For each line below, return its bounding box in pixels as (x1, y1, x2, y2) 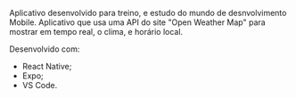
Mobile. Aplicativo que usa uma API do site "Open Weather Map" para (9, 17, 266, 28)
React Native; (21, 61, 72, 71)
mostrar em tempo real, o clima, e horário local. (9, 27, 184, 37)
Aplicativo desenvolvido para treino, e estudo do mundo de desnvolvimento (9, 8, 287, 18)
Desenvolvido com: (9, 44, 80, 54)
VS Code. (21, 80, 58, 90)
